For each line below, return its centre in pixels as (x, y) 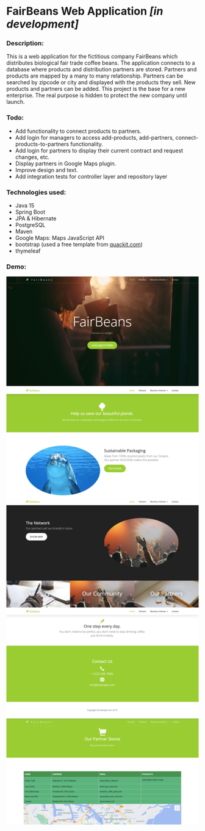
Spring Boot (30, 212)
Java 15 (25, 206)
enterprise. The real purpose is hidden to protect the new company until (97, 95)
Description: (25, 43)
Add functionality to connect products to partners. (78, 131)
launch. (16, 102)
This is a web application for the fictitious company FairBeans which (92, 57)
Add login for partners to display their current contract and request (99, 150)
